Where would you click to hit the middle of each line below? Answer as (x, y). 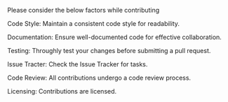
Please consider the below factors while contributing (83, 10)
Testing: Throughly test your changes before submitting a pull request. (109, 51)
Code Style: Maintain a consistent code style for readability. (94, 23)
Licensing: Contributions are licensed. (62, 91)
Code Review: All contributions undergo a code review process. (99, 78)
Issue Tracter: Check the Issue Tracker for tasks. (78, 64)
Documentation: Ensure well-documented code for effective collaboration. (115, 37)
